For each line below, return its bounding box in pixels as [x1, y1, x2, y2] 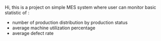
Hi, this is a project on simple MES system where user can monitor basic [5, 5, 156, 10]
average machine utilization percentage [12, 25, 95, 31]
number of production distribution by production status [12, 20, 128, 25]
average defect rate [12, 30, 54, 36]
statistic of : [5, 10, 30, 16]
